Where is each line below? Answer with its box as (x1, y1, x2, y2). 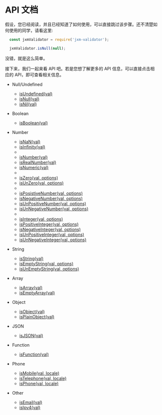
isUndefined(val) (19, 91, 53, 97)
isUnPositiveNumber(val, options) (19, 200, 87, 206)
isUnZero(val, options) (19, 180, 64, 186)
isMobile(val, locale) (19, 370, 59, 376)
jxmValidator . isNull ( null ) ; (9, 46, 66, 51)
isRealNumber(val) (19, 159, 57, 165)
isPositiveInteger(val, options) (19, 221, 79, 227)
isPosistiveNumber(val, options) (19, 190, 83, 196)
